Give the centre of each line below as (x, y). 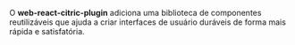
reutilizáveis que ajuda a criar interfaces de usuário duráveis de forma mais (147, 22)
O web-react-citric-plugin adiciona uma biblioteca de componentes (135, 13)
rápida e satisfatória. (47, 31)
